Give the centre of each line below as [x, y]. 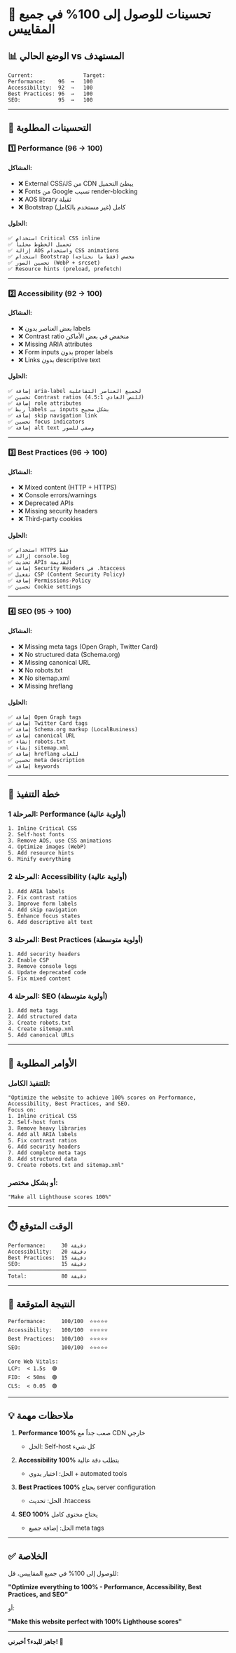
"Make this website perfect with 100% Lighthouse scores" [95, 1621]
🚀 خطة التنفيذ [34, 794]
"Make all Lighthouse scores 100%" [60, 1197]
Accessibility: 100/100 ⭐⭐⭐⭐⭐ [58, 1330]
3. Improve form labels [43, 904]
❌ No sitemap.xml [44, 678]
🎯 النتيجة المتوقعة [42, 1305]
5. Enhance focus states [44, 916]
